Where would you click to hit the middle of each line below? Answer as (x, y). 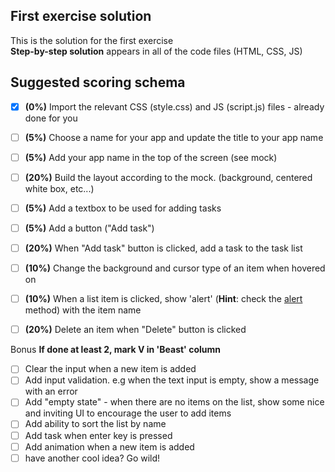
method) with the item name (83, 310)
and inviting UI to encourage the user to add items (128, 413)
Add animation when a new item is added (109, 446)
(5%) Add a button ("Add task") (89, 228)
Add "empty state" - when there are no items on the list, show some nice (174, 402)
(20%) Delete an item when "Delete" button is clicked (135, 330)
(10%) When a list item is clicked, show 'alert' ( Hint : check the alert (163, 299)
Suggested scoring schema (98, 82)
